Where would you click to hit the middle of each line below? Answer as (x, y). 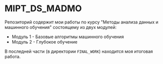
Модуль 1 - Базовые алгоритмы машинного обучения (68, 37)
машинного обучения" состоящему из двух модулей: (61, 27)
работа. (13, 56)
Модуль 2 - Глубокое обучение (44, 42)
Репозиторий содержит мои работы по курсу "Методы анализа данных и (81, 22)
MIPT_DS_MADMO (43, 9)
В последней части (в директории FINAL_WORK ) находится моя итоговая (79, 51)
